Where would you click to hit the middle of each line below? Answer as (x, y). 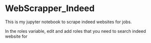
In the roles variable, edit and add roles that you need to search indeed (75, 31)
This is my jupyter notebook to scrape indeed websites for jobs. (68, 22)
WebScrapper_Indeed (50, 8)
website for (16, 36)
